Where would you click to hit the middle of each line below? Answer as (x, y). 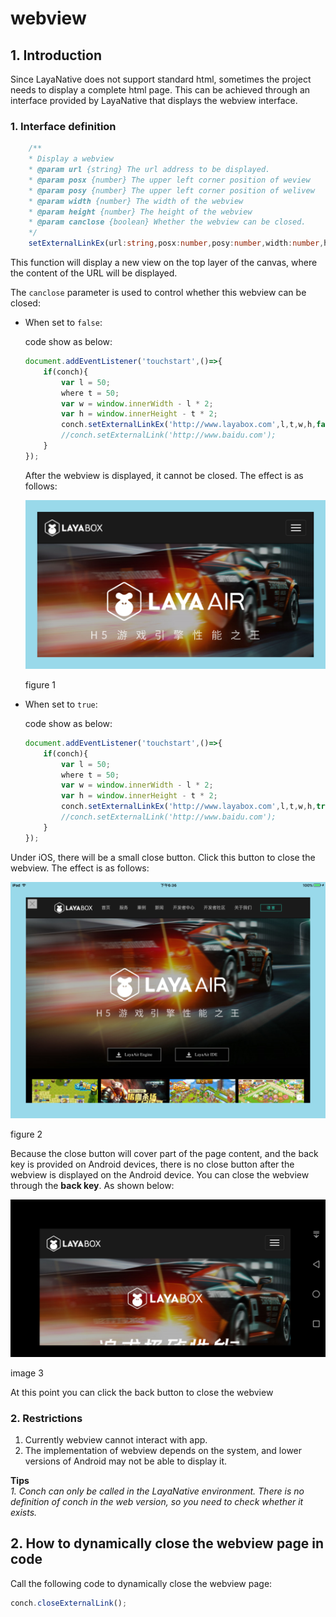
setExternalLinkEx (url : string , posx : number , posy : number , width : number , (176, 243)
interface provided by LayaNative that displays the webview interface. (154, 100)
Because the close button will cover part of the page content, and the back (164, 1153)
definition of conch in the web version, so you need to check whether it (157, 1501)
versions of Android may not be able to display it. (126, 1461)
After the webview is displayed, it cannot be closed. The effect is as (164, 475)
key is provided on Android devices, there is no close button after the (152, 1164)
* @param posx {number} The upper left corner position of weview (169, 180)
